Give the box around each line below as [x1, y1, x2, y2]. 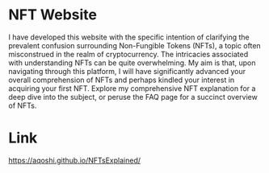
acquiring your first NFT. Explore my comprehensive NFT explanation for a [8, 83, 256, 93]
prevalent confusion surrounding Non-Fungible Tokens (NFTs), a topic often [8, 40, 261, 50]
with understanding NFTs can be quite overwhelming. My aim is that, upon [8, 58, 256, 68]
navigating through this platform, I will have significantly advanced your [8, 66, 246, 76]
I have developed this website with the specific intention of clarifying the [8, 32, 250, 42]
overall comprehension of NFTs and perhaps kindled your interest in [8, 75, 235, 84]
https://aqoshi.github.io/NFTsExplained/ [8, 155, 141, 165]
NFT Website [8, 6, 98, 24]
